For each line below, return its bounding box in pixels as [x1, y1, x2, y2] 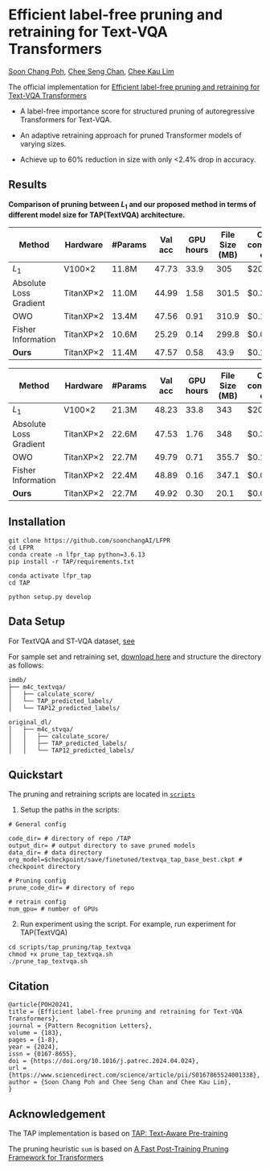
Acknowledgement [8, 1107, 106, 1121]
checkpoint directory [8, 863, 81, 871]
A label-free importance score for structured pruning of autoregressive [19, 106, 256, 116]
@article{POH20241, [8, 1001, 74, 1009]
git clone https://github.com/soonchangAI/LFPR [8, 536, 171, 544]
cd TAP [8, 578, 31, 587]
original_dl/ [8, 718, 52, 726]
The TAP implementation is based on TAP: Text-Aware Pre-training [8, 1128, 229, 1138]
